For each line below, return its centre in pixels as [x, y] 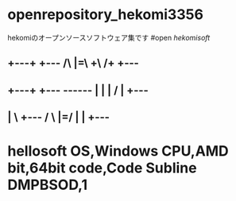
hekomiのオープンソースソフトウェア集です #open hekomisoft [109, 37]
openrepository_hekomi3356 [106, 15]
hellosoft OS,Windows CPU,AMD [118, 151]
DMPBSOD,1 [48, 185]
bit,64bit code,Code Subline [102, 168]
